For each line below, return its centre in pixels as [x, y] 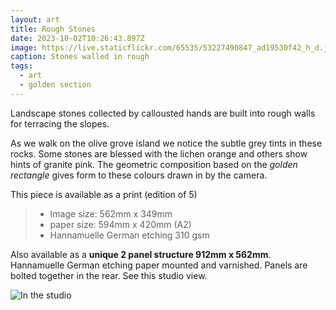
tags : [21, 66]
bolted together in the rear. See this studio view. [109, 275]
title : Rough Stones [53, 29]
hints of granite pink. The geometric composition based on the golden [154, 164]
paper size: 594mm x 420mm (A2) [120, 224]
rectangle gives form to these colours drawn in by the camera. [139, 175]
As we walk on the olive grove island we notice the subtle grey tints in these [166, 143]
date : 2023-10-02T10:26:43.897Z [77, 38]
